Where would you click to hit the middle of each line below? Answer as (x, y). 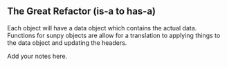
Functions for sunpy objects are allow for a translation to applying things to (114, 35)
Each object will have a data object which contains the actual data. (102, 28)
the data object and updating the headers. (67, 42)
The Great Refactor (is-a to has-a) (82, 11)
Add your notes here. (37, 56)
